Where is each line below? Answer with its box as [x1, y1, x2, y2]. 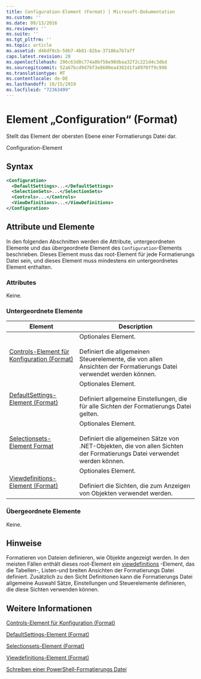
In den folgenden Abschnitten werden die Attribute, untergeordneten [6, 238, 175, 245]
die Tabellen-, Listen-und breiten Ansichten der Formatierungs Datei [6, 567, 175, 574]
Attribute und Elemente [6, 222, 95, 232]
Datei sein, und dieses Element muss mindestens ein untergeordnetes [6, 257, 178, 264]
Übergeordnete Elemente [6, 507, 81, 516]
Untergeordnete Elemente [6, 307, 83, 315]
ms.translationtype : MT [6, 70, 66, 76]
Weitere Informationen [6, 603, 93, 614]
